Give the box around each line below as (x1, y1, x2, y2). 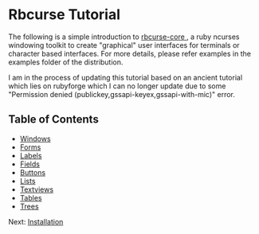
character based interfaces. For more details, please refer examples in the (8, 49, 251, 58)
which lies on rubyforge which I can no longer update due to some (8, 81, 226, 91)
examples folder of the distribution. (8, 57, 124, 67)
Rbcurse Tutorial (8, 6, 121, 24)
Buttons (19, 167, 46, 177)
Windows (19, 134, 51, 143)
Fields (19, 159, 40, 169)
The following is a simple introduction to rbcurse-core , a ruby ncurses (8, 32, 240, 41)
